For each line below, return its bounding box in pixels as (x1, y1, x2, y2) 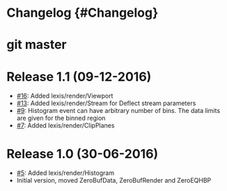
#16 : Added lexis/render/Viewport (16, 92, 113, 100)
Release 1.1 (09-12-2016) (6, 68, 152, 84)
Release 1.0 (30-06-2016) (6, 146, 159, 162)
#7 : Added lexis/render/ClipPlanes (16, 121, 115, 130)
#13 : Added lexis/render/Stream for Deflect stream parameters (16, 99, 196, 107)
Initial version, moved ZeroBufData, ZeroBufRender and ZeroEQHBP (16, 176, 212, 185)
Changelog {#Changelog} (6, 5, 159, 21)
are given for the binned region (16, 114, 106, 123)
